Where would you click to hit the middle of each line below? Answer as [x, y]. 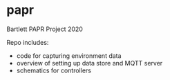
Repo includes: [28, 42]
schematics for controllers [54, 70]
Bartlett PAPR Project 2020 [45, 29]
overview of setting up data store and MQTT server [89, 63]
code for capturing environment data [69, 56]
